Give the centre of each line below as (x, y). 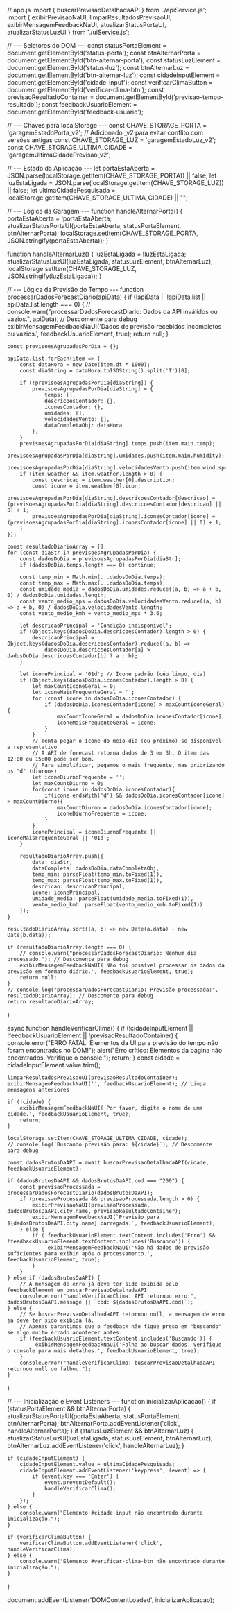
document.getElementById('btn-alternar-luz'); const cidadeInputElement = (114, 75)
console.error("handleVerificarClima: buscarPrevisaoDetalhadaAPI (118, 1363)
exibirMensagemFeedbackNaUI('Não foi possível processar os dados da (122, 965)
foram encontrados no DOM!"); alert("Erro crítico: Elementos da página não (115, 1050)
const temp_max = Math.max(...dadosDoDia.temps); (93, 583)
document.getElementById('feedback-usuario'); (75, 112)
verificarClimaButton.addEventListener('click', (91, 1543)
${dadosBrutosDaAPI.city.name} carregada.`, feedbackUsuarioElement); (111, 1223)
